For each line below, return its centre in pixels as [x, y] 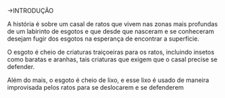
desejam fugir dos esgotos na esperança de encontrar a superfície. [103, 39]
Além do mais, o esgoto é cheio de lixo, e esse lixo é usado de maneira [108, 80]
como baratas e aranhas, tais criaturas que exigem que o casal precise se [112, 59]
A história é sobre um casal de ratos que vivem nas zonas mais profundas [112, 24]
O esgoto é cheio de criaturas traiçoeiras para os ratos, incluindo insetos [111, 52]
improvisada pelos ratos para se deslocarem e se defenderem [96, 87]
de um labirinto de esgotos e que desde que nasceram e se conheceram [111, 31]
